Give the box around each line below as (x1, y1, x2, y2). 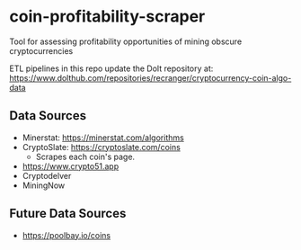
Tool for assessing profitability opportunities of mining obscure (9, 36, 243, 47)
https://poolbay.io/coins (22, 229, 111, 240)
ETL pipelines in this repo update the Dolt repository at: (9, 63, 214, 74)
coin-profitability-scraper (9, 6, 206, 27)
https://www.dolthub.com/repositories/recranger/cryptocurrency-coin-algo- (9, 72, 292, 83)
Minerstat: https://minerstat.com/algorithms (22, 132, 184, 143)
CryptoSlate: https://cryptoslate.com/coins (22, 141, 181, 152)
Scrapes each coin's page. (35, 151, 136, 162)
